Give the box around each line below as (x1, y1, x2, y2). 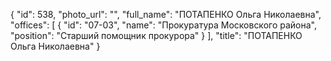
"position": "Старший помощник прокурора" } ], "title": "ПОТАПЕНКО (10, 30, 303, 41)
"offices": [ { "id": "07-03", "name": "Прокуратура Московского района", (10, 19, 317, 31)
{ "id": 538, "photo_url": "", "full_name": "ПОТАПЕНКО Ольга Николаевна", (10, 9, 322, 20)
